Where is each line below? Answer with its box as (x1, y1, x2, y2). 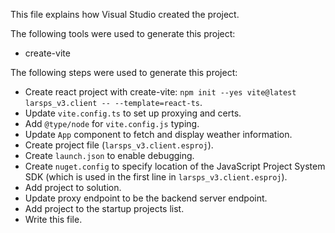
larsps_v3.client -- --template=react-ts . (24, 97, 203, 108)
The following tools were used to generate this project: (10, 28, 236, 39)
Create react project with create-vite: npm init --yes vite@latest (24, 86, 297, 98)
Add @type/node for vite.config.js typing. (24, 118, 200, 129)
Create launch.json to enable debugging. (24, 150, 195, 161)
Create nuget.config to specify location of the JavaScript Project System (24, 160, 326, 172)
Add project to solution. (24, 182, 122, 193)
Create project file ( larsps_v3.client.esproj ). (24, 139, 214, 151)
